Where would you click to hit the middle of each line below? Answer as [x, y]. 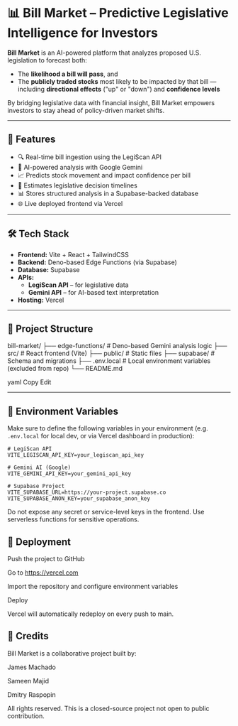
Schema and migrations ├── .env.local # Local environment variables [109, 361]
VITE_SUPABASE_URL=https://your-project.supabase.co [87, 493]
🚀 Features [32, 140]
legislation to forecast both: [47, 60]
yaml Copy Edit [29, 382]
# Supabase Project [36, 487]
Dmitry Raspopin [32, 694]
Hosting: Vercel [41, 300]
